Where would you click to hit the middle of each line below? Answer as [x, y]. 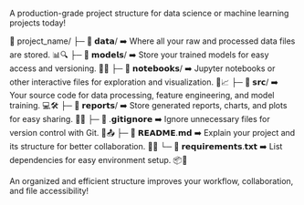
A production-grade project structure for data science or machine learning [149, 13]
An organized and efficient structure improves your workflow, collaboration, [152, 181]
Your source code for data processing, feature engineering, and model [142, 95]
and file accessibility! [49, 191]
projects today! [38, 23]
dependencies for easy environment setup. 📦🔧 [99, 160]
